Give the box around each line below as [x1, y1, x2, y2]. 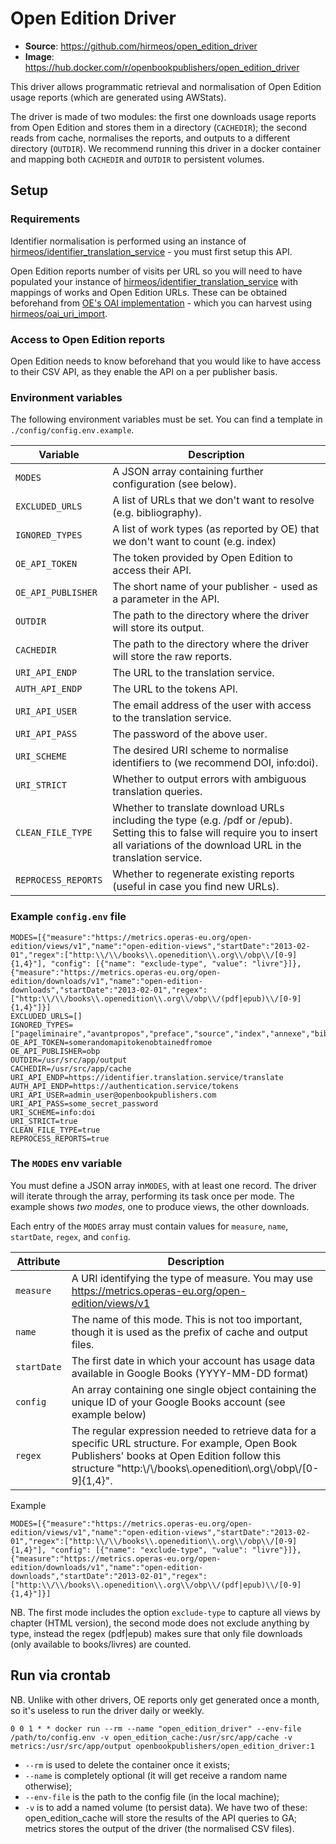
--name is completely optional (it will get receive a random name [24, 1769, 288, 1781]
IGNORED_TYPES [15, 530, 83, 541]
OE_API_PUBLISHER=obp [10, 1046, 101, 1056]
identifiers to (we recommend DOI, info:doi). [112, 756, 319, 770]
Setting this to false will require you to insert [112, 826, 318, 840]
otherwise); [24, 1780, 73, 1792]
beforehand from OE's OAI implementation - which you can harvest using [10, 297, 312, 309]
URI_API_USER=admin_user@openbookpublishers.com [10, 1090, 217, 1100]
